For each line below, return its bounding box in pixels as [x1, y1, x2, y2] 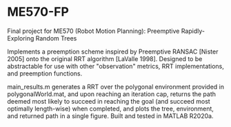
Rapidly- [181, 27, 205, 35]
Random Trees [35, 34, 77, 42]
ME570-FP [7, 4, 69, 20]
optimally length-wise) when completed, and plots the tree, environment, [7, 104, 214, 113]
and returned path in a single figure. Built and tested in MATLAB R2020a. [7, 111, 214, 120]
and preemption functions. [7, 69, 83, 78]
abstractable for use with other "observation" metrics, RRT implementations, [7, 62, 224, 70]
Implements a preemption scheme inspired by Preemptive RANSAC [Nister [7, 47, 219, 56]
